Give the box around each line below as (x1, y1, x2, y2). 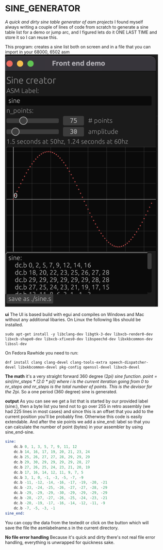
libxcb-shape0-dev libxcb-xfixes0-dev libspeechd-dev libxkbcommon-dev (5, 337, 153, 342)
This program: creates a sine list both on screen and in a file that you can (5, 44, 151, 49)
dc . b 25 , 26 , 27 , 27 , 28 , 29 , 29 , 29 (14, 454, 90, 460)
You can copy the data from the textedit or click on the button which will (5, 519, 149, 525)
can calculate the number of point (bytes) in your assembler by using (5, 424, 143, 430)
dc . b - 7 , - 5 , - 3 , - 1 (14, 505, 55, 511)
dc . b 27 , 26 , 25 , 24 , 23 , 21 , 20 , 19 (14, 465, 90, 469)
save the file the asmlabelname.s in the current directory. (5, 525, 119, 531)
